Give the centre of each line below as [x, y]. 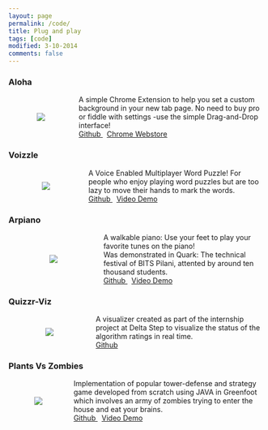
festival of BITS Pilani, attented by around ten [179, 263]
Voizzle [23, 155]
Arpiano [25, 220]
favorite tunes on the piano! [149, 246]
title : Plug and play [45, 31]
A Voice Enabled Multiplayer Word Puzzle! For [165, 173]
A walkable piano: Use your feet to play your [177, 237]
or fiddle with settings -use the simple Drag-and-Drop [168, 117]
